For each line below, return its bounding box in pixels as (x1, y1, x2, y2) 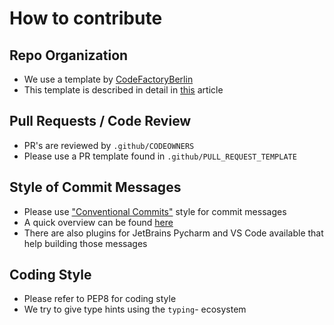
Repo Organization (9, 47, 129, 64)
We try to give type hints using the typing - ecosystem (23, 303, 247, 316)
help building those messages (23, 237, 148, 249)
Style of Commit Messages (9, 179, 182, 196)
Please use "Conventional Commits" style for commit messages (23, 205, 287, 217)
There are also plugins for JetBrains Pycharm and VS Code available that (23, 227, 324, 239)
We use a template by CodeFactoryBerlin (23, 73, 194, 85)
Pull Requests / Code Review (9, 113, 192, 130)
